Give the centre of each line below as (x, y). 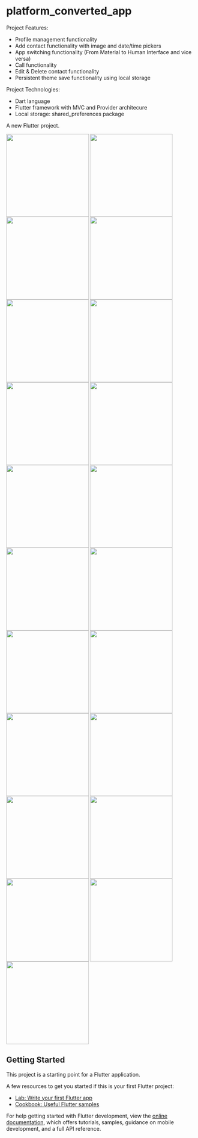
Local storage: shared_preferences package (70, 114)
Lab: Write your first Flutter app (54, 1098)
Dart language (32, 101)
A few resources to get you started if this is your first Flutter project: (90, 1086)
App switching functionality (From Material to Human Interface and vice (103, 52)
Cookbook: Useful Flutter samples (57, 1104)
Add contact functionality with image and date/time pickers (88, 46)
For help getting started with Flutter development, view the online (87, 1116)
